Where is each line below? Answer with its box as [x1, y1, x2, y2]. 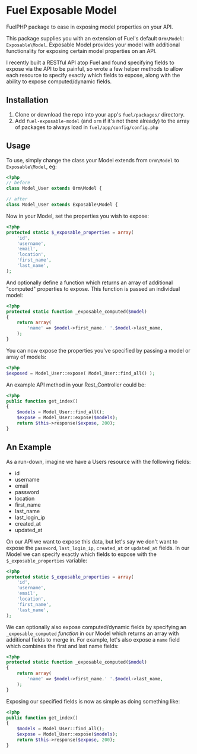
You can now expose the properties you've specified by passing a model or [6, 347, 191, 354]
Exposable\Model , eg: [6, 163, 58, 170]
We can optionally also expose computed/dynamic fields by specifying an [6, 623, 187, 630]
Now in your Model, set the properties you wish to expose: [6, 212, 150, 219]
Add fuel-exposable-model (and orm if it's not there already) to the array [14, 117, 190, 124]
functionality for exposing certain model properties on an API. [6, 47, 157, 54]
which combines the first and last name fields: [6, 642, 119, 649]
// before [6, 180, 31, 186]
